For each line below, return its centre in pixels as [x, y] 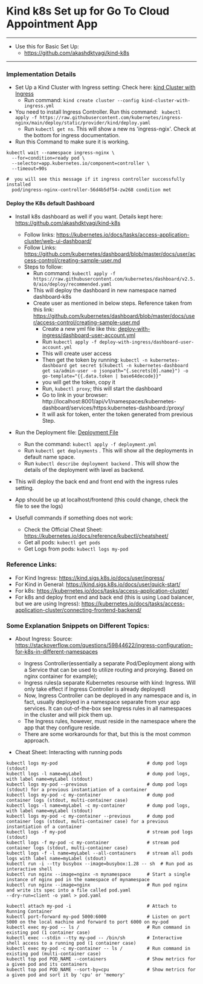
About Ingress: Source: [43, 639]
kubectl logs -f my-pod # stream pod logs [100, 832]
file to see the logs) [39, 506]
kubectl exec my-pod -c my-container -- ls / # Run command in [98, 949]
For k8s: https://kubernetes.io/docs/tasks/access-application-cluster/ [102, 590]
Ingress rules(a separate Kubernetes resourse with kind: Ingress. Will [110, 683]
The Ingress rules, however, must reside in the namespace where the [110, 722]
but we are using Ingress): [47, 604]
